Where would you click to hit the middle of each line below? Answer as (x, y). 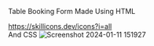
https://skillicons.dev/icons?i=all (60, 26)
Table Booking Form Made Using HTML (72, 11)
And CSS (23, 35)
